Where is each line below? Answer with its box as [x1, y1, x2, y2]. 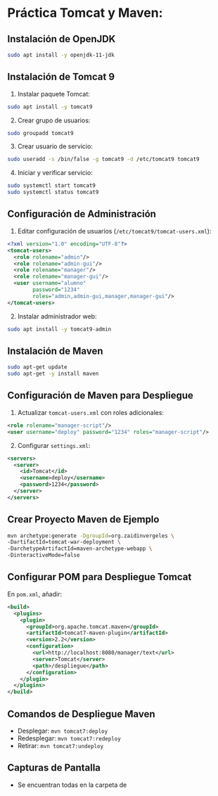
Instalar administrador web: [17, 312, 97, 321]
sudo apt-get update [7, 364, 68, 371]
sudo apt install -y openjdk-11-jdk [7, 51, 115, 58]
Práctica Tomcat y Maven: [7, 5, 163, 21]
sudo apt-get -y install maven [7, 371, 99, 378]
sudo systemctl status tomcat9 [7, 188, 99, 196]
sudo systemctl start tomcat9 [7, 182, 96, 189]
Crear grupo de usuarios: [17, 116, 91, 124]
